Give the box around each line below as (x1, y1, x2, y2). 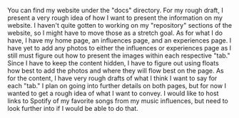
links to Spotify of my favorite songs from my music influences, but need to (7, 97, 228, 105)
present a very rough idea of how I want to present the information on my (7, 14, 223, 22)
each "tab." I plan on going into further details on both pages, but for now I (7, 82, 227, 90)
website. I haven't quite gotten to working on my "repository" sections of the (7, 21, 233, 29)
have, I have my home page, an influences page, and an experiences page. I (7, 36, 232, 45)
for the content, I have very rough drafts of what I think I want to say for (7, 74, 218, 82)
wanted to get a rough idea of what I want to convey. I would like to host (7, 89, 219, 97)
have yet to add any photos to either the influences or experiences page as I (7, 44, 232, 52)
